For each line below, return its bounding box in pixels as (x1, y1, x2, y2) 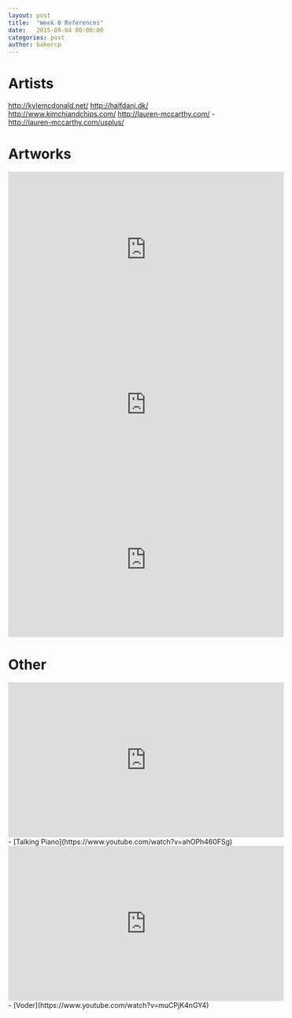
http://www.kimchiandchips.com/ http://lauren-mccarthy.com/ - (8, 110, 215, 119)
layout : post (8, 11, 51, 20)
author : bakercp (8, 41, 61, 49)
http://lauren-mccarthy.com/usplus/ (8, 117, 124, 127)
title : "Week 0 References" (8, 19, 104, 27)
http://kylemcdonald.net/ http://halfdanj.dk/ (8, 101, 149, 110)
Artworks (8, 145, 72, 163)
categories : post (8, 33, 65, 42)
